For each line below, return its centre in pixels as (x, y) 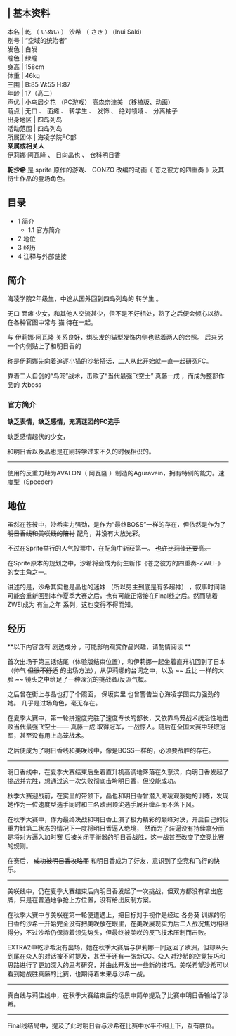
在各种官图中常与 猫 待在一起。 (52, 322)
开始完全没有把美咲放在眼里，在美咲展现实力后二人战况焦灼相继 (136, 923)
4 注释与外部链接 (42, 256)
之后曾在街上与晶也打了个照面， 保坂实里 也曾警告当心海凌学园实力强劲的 (113, 694)
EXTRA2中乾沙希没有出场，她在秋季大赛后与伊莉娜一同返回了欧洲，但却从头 (118, 947)
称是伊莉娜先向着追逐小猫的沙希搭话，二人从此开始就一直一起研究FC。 (110, 361)
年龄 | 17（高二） (32, 93)
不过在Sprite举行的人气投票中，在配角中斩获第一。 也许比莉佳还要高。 (109, 548)
